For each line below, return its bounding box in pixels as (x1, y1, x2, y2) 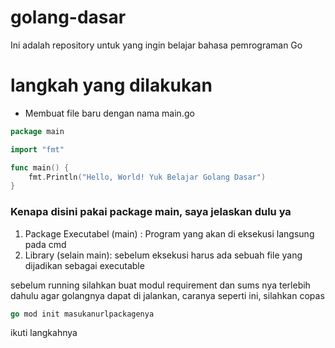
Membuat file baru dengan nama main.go (24, 107, 195, 119)
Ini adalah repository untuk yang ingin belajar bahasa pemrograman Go (10, 39, 303, 51)
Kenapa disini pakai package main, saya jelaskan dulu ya (10, 205, 292, 219)
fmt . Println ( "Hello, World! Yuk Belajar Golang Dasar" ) (28, 172, 267, 182)
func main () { (10, 162, 70, 173)
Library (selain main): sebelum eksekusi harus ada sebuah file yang (24, 249, 303, 261)
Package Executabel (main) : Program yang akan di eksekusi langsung (24, 227, 315, 240)
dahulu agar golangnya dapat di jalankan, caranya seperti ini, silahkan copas (10, 289, 325, 301)
